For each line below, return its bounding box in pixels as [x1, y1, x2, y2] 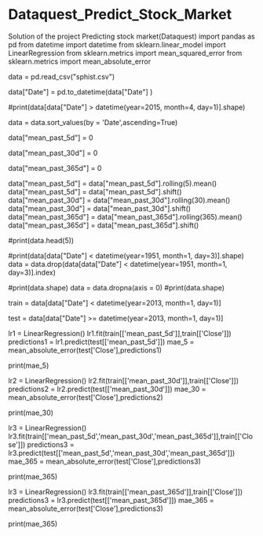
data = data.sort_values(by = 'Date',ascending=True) [8, 117, 178, 127]
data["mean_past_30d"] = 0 [8, 148, 98, 157]
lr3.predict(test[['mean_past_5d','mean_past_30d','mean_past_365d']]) [8, 448, 236, 457]
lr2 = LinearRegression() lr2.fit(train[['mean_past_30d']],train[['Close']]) [8, 375, 239, 385]
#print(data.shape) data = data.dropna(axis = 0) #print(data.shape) [8, 283, 225, 292]
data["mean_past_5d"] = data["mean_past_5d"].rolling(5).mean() [8, 179, 217, 188]
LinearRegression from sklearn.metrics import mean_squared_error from [8, 48, 243, 57]
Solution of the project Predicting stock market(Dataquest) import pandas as [8, 31, 255, 41]
